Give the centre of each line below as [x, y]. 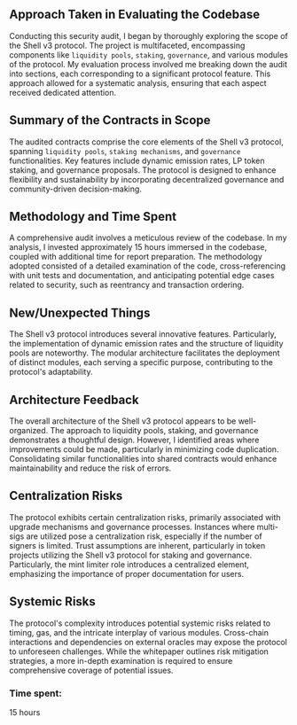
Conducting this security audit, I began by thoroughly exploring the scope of [148, 35]
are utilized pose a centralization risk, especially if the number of [145, 536]
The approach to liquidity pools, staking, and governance [154, 431]
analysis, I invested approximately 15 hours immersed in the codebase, [138, 247]
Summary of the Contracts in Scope [110, 120]
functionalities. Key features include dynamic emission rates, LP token [137, 160]
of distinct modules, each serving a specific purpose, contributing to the [141, 362]
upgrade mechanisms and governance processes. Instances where [132, 526]
